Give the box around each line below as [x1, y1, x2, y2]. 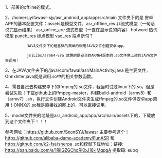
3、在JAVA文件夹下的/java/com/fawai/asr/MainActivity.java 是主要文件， [5, 67, 151, 73]
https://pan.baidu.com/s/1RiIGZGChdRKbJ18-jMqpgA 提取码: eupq [5, 147, 138, 153]
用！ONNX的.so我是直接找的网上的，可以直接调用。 [5, 102, 109, 108]
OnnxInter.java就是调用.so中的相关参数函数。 [5, 74, 96, 79]
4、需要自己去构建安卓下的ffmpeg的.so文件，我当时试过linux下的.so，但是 [5, 84, 155, 89]
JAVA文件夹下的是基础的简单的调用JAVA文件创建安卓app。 [26, 43, 127, 48]
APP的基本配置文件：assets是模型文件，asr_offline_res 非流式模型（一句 [5, 21, 151, 26]
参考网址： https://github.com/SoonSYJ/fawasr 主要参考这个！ [5, 129, 129, 135]
